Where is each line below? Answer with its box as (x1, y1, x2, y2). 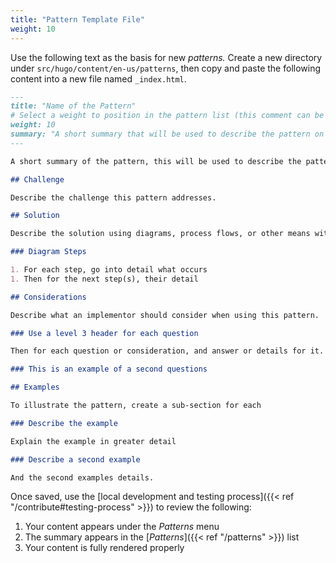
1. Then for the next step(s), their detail (10, 274, 199, 284)
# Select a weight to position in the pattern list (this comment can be (10, 111, 325, 121)
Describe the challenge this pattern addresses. (10, 192, 217, 203)
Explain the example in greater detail (10, 436, 177, 446)
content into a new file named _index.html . (10, 72, 187, 85)
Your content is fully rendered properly (24, 542, 185, 554)
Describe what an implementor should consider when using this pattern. (10, 310, 320, 320)
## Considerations (10, 292, 87, 302)
